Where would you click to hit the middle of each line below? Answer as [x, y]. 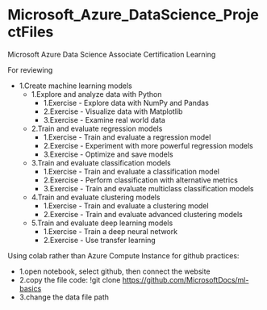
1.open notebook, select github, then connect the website [115, 271]
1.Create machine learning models [75, 86]
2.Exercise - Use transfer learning [100, 240]
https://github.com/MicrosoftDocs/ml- [186, 279]
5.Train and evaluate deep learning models [102, 223]
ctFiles [31, 32]
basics [30, 288]
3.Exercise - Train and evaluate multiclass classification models [149, 188]
